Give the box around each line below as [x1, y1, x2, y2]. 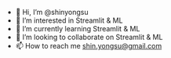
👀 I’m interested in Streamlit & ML [15, 16, 123, 25]
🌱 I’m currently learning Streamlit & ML [15, 24, 140, 33]
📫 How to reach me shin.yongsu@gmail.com [15, 42, 162, 50]
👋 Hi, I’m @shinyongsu [15, 8, 89, 16]
